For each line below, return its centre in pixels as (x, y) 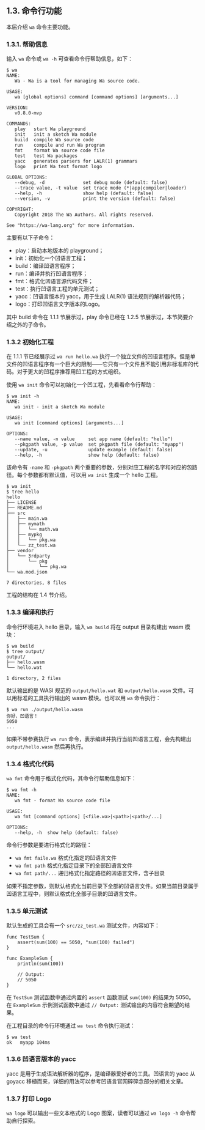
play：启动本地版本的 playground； (59, 251)
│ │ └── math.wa (33, 530)
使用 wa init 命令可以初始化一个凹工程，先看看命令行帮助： (81, 385)
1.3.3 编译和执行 (30, 612)
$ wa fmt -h (21, 790)
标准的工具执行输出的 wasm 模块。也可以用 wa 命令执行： (89, 698)
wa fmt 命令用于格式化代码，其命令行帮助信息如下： (71, 778)
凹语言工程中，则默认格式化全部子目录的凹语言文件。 (73, 894)
